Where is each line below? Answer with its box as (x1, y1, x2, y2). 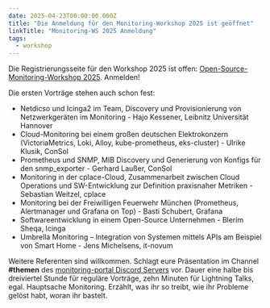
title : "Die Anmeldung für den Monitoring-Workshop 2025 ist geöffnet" (8, 19, 254, 27)
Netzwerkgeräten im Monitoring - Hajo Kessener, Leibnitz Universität (19, 112, 249, 122)
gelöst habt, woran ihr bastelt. (8, 291, 108, 301)
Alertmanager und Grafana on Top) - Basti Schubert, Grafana (19, 206, 223, 216)
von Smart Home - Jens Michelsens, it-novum (19, 241, 173, 251)
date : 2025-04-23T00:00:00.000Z (8, 11, 117, 20)
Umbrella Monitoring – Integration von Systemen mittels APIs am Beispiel (19, 232, 262, 242)
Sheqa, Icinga (19, 223, 66, 234)
